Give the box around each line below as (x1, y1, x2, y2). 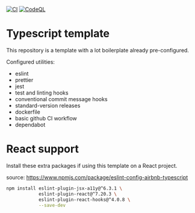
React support (6, 142, 79, 156)
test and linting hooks (14, 89, 69, 96)
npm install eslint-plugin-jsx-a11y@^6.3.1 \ (6, 185, 122, 191)
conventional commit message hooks (14, 95, 108, 102)
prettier (14, 76, 34, 84)
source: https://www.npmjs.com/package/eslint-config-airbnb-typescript (6, 173, 188, 181)
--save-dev (38, 202, 66, 208)
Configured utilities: (6, 58, 55, 66)
